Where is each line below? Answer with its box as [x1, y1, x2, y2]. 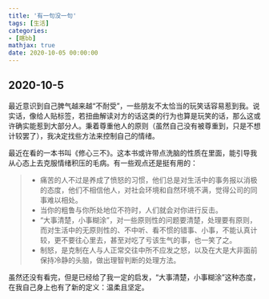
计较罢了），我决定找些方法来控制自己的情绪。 [8, 131, 159, 140]
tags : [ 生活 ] [8, 19, 50, 27]
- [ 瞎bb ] [8, 34, 36, 42]
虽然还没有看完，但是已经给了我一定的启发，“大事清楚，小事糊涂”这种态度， [8, 272, 260, 281]
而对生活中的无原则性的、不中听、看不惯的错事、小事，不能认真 [39, 225, 251, 235]
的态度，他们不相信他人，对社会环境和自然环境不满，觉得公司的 [39, 185, 251, 195]
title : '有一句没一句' [8, 11, 77, 20]
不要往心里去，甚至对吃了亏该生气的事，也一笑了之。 [61, 235, 237, 244]
